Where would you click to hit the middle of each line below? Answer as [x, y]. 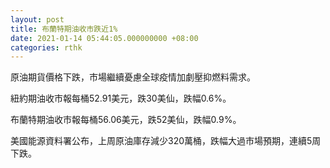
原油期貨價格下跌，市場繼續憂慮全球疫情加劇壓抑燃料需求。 [133, 77]
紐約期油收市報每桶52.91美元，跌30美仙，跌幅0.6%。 [121, 98]
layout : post [37, 19]
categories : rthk [46, 47]
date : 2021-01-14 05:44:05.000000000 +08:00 [104, 38]
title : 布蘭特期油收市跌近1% [64, 29]
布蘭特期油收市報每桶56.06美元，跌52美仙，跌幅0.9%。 [126, 120]
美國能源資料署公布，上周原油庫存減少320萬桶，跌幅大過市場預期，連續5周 [166, 141]
